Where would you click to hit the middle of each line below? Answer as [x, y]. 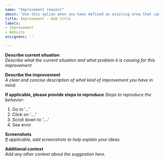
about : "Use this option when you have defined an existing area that [78, 14]
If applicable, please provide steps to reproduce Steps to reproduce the [78, 94]
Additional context [24, 149]
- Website [15, 32]
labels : [13, 23]
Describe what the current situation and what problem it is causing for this [80, 60]
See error [22, 124]
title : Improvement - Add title [38, 19]
